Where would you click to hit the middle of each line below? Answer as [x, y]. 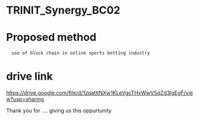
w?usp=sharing [25, 99]
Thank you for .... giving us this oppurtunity [59, 111]
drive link [30, 77]
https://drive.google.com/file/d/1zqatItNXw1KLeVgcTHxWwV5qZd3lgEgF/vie [99, 93]
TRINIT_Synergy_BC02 [63, 10]
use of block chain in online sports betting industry [81, 53]
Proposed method [51, 38]
